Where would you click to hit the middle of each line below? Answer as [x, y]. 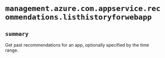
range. [12, 50]
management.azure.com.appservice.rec [83, 9]
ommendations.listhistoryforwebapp [79, 17]
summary [17, 34]
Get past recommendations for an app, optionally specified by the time [77, 45]
